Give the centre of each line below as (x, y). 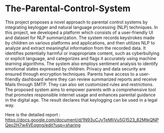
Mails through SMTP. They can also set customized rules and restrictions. (79, 84)
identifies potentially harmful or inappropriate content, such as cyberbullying (82, 53)
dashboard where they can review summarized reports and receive (89, 79)
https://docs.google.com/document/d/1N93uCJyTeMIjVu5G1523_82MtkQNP (82, 120)
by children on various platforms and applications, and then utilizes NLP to (80, 43)
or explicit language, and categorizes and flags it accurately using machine (81, 58)
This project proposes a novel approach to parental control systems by (76, 22)
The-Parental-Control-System (68, 9)
